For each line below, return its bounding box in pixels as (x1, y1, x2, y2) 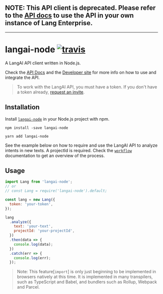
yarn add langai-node (5, 134, 49, 139)
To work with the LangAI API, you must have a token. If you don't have (16, 84, 158, 90)
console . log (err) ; (14, 255, 51, 261)
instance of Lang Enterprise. (5, 19, 93, 27)
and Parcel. (16, 284, 40, 290)
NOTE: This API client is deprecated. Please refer (5, 4, 156, 12)
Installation (5, 103, 40, 111)
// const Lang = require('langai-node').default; (5, 188, 108, 193)
